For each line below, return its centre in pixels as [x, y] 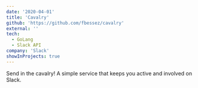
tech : [13, 34]
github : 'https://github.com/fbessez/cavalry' [65, 23]
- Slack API [27, 45]
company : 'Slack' [28, 51]
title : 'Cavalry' [28, 17]
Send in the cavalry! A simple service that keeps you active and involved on [99, 73]
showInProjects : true [33, 56]
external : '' [22, 28]
